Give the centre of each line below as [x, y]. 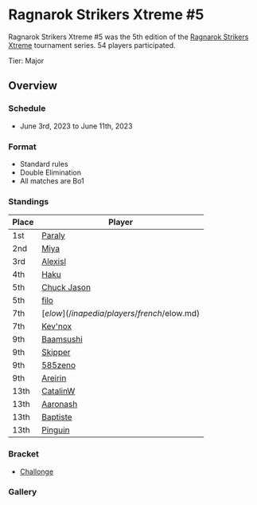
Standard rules [44, 164]
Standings [29, 201]
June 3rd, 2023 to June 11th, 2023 [76, 126]
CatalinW [58, 391]
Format [23, 147]
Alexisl [53, 262]
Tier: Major [26, 61]
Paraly [53, 235]
